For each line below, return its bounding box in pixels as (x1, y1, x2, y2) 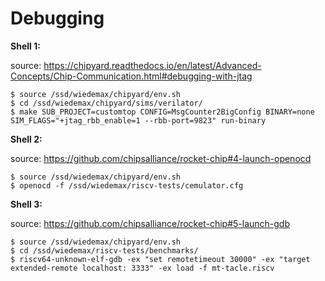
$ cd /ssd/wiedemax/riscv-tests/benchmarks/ (10, 245, 199, 256)
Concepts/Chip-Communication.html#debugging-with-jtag (10, 70, 253, 82)
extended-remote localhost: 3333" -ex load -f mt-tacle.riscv (10, 263, 275, 273)
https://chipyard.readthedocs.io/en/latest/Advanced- (43, 59, 262, 71)
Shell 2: (10, 133, 43, 145)
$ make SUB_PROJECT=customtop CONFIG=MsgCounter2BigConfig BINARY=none (10, 107, 315, 117)
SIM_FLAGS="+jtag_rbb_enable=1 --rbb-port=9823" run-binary (10, 115, 267, 126)
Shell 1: (10, 40, 41, 52)
